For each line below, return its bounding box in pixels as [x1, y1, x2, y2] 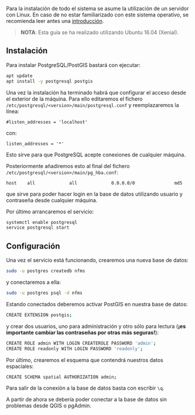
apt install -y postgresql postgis [6, 78, 93, 84]
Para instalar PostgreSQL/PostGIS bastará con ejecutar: [6, 61, 141, 68]
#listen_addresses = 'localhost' [6, 119, 88, 125]
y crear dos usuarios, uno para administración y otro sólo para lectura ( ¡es [6, 323, 186, 330]
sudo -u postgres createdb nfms [6, 268, 85, 274]
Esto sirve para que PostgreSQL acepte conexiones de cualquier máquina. [6, 151, 186, 158]
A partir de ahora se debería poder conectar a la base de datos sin [6, 396, 167, 403]
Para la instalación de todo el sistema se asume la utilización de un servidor [6, 5, 189, 12]
